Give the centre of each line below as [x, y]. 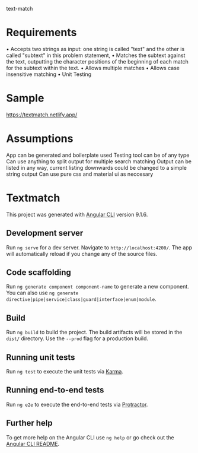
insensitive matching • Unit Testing [49, 74]
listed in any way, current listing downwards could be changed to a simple [96, 167]
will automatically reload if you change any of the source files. [82, 254]
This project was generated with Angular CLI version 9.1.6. [77, 214]
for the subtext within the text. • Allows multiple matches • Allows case [93, 68]
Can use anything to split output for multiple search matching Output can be [99, 161]
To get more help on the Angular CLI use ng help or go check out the [90, 437]
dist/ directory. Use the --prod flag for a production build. [77, 338]
